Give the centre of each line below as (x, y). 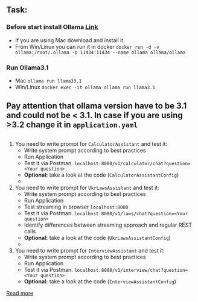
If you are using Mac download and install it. (70, 40)
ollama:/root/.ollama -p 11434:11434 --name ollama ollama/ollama (100, 52)
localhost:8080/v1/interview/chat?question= (131, 270)
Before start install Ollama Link (52, 27)
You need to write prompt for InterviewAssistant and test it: (90, 250)
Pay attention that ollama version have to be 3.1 (97, 106)
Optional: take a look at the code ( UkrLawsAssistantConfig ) (97, 238)
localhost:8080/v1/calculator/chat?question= (133, 163)
